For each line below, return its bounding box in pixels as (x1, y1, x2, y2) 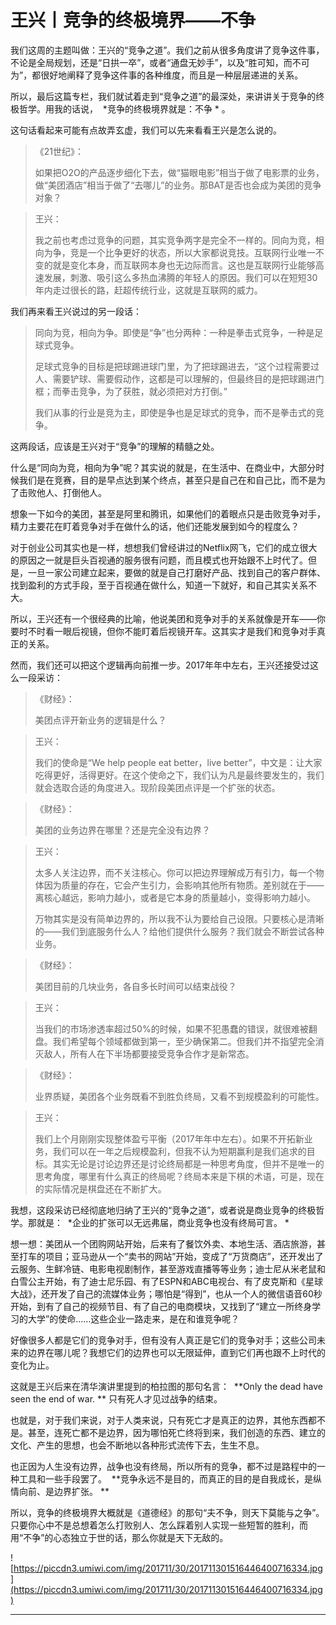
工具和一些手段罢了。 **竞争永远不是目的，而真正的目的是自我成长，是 (18, 1472, 313, 1485)
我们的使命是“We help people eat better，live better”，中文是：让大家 (34, 756, 323, 768)
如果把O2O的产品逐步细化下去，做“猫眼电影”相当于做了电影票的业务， (34, 166, 325, 178)
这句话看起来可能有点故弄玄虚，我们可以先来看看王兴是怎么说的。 (10, 124, 282, 136)
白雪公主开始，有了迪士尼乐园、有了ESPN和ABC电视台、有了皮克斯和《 (10, 1275, 306, 1287)
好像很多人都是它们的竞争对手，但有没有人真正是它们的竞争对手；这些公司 (10, 1334, 317, 1346)
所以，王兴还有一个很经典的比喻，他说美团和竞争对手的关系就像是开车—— (10, 612, 317, 625)
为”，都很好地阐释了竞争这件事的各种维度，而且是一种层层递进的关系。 (10, 69, 304, 81)
